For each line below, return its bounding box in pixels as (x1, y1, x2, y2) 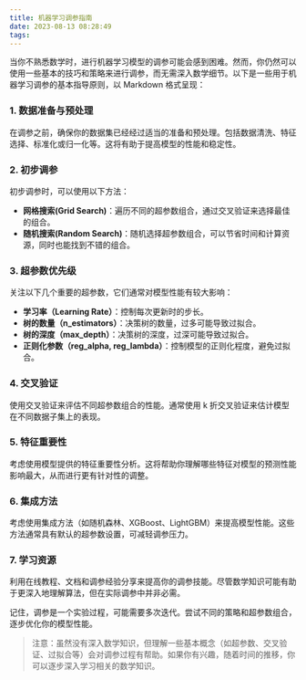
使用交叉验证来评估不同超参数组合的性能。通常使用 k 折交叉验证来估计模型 (9, 399, 290, 411)
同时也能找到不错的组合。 (38, 239, 135, 250)
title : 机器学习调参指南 (9, 13, 93, 23)
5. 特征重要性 (9, 435, 67, 448)
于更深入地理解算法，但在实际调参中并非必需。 (9, 588, 185, 599)
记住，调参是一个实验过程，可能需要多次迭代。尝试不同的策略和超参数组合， (9, 607, 297, 618)
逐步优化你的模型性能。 (9, 618, 97, 630)
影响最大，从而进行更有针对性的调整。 (9, 469, 153, 480)
